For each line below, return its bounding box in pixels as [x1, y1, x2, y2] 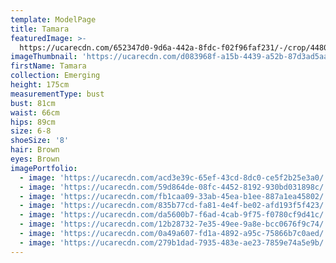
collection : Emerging [10, 71, 101, 81]
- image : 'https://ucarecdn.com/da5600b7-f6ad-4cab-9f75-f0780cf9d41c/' [19, 210, 329, 220]
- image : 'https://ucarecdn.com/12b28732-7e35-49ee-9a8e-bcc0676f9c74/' [19, 219, 329, 230]
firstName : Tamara [10, 61, 87, 71]
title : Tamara [10, 24, 70, 34]
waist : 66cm [10, 107, 60, 118]
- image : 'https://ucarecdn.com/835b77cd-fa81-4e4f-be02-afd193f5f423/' [19, 201, 329, 211]
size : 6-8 [10, 126, 52, 136]
